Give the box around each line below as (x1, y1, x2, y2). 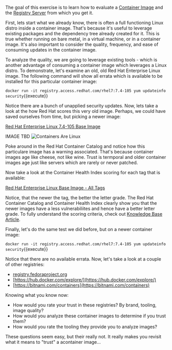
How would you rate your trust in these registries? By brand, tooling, (12, 302, 157, 308)
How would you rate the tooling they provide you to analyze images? (12, 324, 158, 330)
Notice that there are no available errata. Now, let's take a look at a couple (5, 256, 161, 262)
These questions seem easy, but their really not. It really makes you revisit (5, 334, 162, 339)
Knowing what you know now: (5, 292, 69, 298)
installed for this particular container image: (5, 79, 97, 84)
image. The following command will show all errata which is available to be (5, 73, 163, 79)
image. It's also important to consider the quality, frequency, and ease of (5, 41, 159, 48)
